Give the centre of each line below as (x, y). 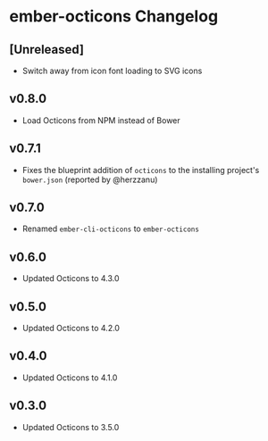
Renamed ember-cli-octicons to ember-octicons (110, 229)
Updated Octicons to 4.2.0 (71, 329)
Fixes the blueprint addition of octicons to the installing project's (141, 170)
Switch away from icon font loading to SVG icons (112, 71)
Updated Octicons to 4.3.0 (71, 279)
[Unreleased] (47, 50)
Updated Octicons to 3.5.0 (71, 427)
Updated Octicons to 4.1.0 (70, 378)
